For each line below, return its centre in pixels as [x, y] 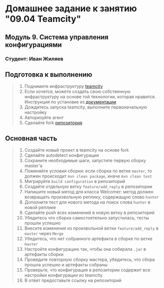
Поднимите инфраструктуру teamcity [64, 86]
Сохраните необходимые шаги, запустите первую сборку [85, 160]
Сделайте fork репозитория [53, 123]
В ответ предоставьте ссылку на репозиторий [73, 281]
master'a [33, 166]
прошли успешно [42, 223]
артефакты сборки [44, 254]
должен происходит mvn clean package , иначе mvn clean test [88, 176]
